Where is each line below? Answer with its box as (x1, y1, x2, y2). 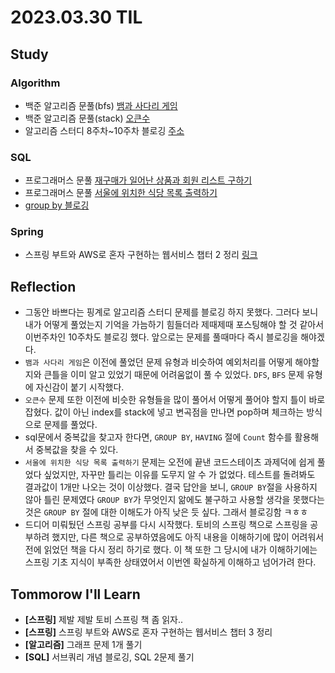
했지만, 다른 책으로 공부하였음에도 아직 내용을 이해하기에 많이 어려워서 (51, 531, 325, 543)
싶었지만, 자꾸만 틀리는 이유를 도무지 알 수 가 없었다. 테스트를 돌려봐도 (43, 469, 316, 481)
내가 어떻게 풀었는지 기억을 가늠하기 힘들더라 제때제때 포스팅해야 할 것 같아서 (24, 319, 325, 331)
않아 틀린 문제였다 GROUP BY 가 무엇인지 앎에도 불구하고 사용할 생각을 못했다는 (24, 494, 325, 506)
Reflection (10, 278, 77, 295)
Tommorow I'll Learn (10, 586, 141, 603)
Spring (10, 225, 44, 239)
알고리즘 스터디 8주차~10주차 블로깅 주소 (24, 124, 185, 136)
